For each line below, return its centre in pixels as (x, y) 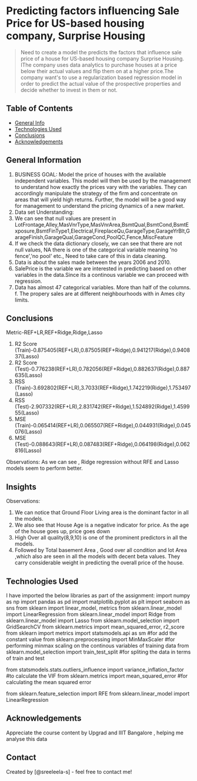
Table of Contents (40, 108)
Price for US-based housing (75, 23)
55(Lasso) (27, 413)
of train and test (26, 658)
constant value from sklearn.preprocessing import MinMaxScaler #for (91, 639)
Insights (21, 487)
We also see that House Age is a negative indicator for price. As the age (102, 525)
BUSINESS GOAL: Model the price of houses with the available (90, 174)
